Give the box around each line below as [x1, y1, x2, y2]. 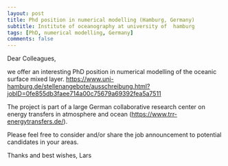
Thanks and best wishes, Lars [7, 152, 92, 160]
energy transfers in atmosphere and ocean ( [7, 110, 132, 119]
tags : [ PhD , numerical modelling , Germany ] [7, 29, 134, 36]
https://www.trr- [131, 110, 177, 119]
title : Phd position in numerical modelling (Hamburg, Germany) [7, 16, 195, 23]
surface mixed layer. [7, 75, 65, 83]
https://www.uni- [65, 75, 115, 83]
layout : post [7, 10, 45, 17]
